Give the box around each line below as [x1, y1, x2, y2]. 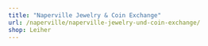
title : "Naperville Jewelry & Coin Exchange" [8, 11, 161, 19]
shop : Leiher [8, 26, 52, 34]
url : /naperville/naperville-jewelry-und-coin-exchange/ [8, 19, 201, 27]
